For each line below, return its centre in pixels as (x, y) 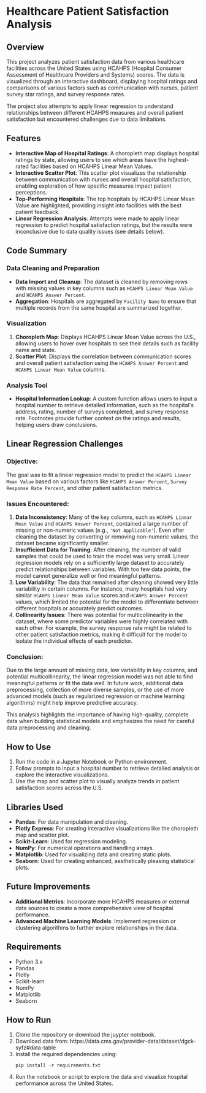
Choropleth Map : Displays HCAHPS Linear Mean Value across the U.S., (105, 337)
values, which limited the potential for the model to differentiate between (107, 602)
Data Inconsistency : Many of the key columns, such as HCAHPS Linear (104, 517)
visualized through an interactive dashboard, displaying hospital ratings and (102, 81)
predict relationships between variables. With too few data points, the (103, 569)
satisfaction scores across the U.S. (59, 788)
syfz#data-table (36, 1048)
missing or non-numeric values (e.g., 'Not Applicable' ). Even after (100, 530)
